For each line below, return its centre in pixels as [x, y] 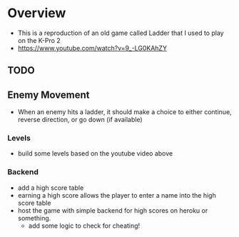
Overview [37, 13]
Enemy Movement [49, 95]
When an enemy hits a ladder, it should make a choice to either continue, [124, 112]
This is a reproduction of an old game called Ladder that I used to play [121, 33]
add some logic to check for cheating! [84, 226]
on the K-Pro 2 [39, 40]
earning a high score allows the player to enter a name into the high [117, 195]
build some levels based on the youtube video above [95, 153]
